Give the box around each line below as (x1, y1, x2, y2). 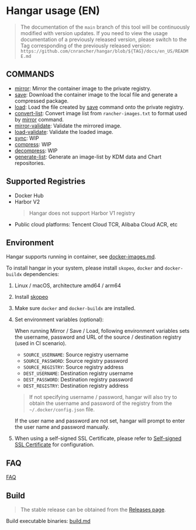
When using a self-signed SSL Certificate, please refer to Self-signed (14, 435, 182, 442)
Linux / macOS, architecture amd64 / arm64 (14, 282, 121, 289)
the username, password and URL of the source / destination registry (14, 333, 181, 340)
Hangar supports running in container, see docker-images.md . (6, 253, 156, 260)
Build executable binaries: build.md (6, 518, 91, 524)
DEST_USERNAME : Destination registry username (23, 370, 133, 377)
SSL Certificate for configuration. (14, 441, 95, 448)
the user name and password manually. (14, 424, 110, 431)
